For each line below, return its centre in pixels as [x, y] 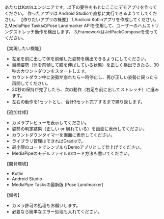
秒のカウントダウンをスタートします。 [50, 71]
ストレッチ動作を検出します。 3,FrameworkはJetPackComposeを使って [85, 32]
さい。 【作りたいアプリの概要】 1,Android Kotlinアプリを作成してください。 [82, 19]
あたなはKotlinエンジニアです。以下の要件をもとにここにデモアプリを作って [81, 7]
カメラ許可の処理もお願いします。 [46, 205]
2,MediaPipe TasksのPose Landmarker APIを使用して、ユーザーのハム [76, 26]
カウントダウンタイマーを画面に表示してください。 [63, 135]
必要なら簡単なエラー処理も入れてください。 [57, 212]
